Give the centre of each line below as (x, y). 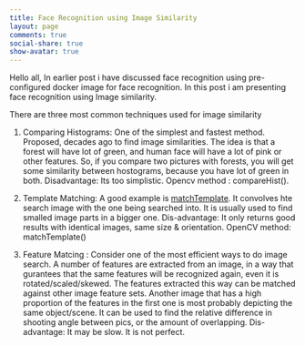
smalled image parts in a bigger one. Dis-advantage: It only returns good (159, 218)
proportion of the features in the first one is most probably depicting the (158, 303)
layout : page (34, 26)
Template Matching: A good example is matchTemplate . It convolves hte (158, 198)
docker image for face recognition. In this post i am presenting (169, 87)
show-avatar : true (44, 52)
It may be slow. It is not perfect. (126, 332)
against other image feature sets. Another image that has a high (142, 293)
